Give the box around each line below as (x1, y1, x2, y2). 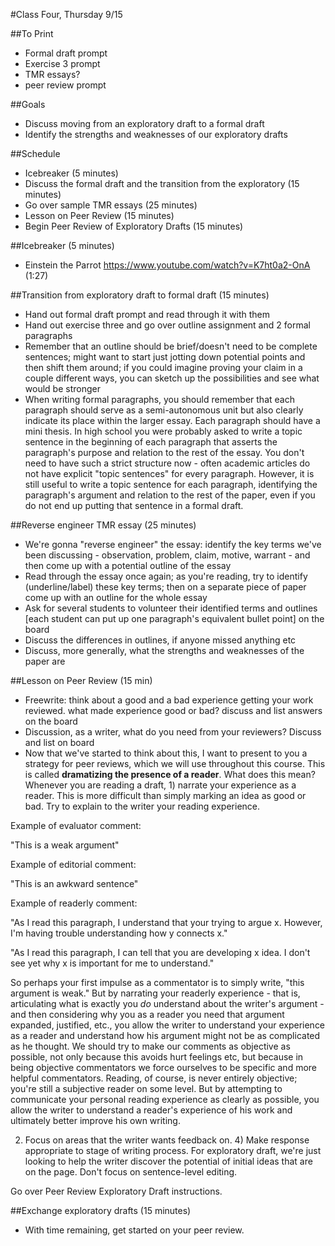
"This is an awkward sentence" (10, 878, 139, 889)
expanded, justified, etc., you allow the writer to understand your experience (10, 1019, 326, 1031)
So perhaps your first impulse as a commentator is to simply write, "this (10, 977, 305, 988)
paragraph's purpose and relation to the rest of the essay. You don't (24, 447, 305, 458)
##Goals (10, 99, 46, 110)
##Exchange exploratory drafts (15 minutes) (10, 1205, 192, 1216)
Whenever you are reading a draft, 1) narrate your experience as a (24, 779, 297, 791)
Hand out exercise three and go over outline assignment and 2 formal (24, 319, 311, 331)
